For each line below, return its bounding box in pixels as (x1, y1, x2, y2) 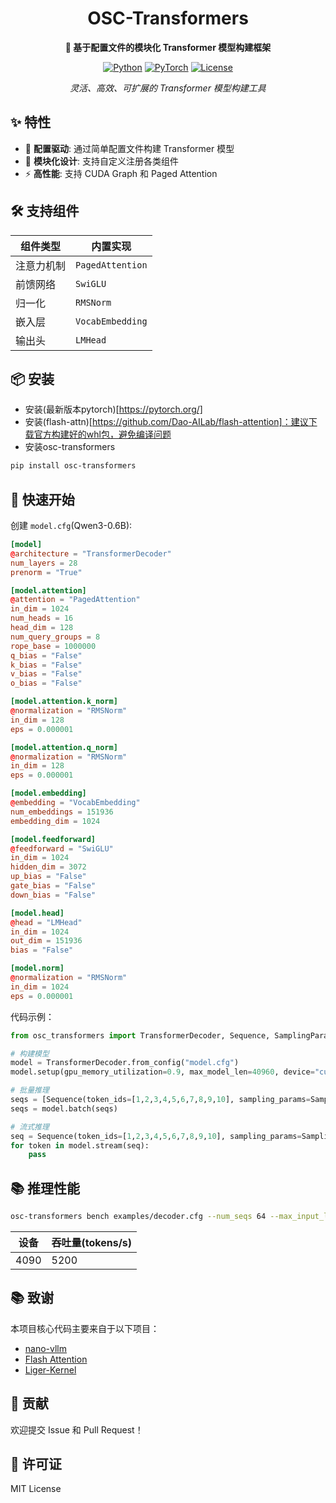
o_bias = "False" (10, 678, 83, 689)
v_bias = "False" (10, 669, 83, 679)
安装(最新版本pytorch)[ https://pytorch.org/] (24, 403, 203, 416)
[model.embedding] (10, 788, 87, 799)
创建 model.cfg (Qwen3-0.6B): (10, 520, 133, 532)
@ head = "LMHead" (10, 917, 83, 927)
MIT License (10, 1483, 62, 1495)
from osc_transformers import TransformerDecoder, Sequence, (10, 1030, 271, 1041)
